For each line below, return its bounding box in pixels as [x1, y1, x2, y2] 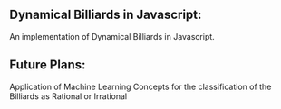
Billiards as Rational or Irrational [9, 90, 128, 102]
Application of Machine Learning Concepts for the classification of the [9, 81, 272, 92]
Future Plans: [9, 58, 86, 73]
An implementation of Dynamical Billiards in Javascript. [9, 31, 215, 41]
